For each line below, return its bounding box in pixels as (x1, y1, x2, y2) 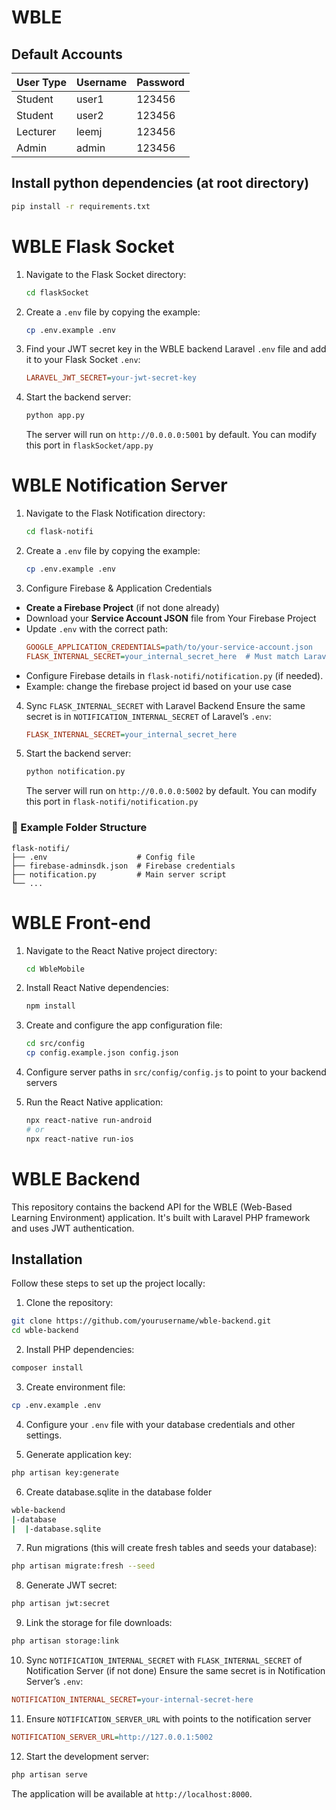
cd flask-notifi (25, 527, 94, 537)
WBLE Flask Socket (11, 235, 175, 258)
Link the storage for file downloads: (25, 1617, 173, 1629)
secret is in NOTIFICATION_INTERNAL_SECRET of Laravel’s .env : (25, 710, 272, 722)
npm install (25, 1001, 76, 1011)
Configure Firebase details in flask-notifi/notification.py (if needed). (25, 669, 324, 681)
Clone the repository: (25, 1297, 114, 1309)
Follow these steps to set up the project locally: (11, 1277, 206, 1290)
